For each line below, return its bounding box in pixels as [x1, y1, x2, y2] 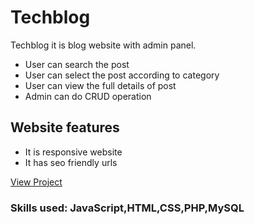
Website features [10, 119, 120, 136]
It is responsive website [24, 146, 123, 158]
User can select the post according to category [24, 69, 220, 81]
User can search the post [24, 58, 130, 70]
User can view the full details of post [24, 79, 177, 91]
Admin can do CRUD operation [24, 90, 152, 102]
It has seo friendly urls [24, 156, 118, 168]
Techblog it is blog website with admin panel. [10, 39, 197, 51]
